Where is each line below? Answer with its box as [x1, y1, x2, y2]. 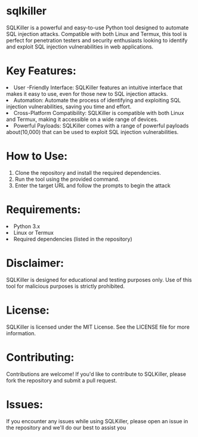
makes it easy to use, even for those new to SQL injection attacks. [6, 90, 168, 97]
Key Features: [6, 64, 76, 78]
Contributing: [6, 350, 75, 364]
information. [6, 329, 36, 336]
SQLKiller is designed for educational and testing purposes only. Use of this [6, 276, 192, 283]
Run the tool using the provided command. [14, 175, 120, 183]
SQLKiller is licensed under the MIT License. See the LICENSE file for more [6, 323, 190, 330]
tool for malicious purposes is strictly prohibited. [6, 283, 125, 290]
